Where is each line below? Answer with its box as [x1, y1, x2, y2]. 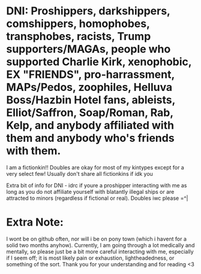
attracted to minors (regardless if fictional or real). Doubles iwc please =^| [6, 194, 188, 202]
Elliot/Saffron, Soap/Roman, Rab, [6, 106, 174, 120]
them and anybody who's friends [6, 132, 175, 145]
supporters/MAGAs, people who [6, 42, 171, 56]
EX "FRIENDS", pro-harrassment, [6, 68, 175, 81]
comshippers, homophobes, [6, 17, 150, 31]
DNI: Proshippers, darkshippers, [6, 4, 170, 18]
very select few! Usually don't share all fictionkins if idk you [6, 170, 153, 177]
